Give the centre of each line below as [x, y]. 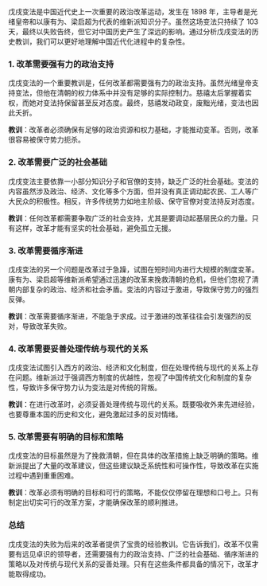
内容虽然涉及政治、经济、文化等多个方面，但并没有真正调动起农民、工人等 [130, 191]
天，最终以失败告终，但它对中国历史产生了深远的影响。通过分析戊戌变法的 [130, 31]
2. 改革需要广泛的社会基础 [58, 162]
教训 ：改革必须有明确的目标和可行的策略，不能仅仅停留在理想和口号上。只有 [133, 493]
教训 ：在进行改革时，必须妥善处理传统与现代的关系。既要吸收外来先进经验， [133, 404]
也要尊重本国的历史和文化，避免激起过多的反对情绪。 [95, 414]
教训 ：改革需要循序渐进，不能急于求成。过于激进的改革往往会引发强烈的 [126, 316]
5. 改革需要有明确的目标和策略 [66, 437]
